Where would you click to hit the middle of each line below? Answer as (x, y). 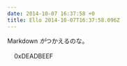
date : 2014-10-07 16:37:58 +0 (51, 14)
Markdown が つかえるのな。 (48, 41)
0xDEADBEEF (33, 56)
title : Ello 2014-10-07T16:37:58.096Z (63, 20)
